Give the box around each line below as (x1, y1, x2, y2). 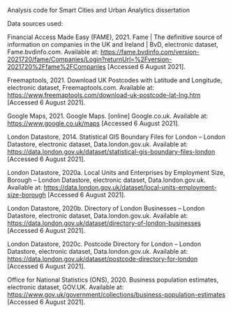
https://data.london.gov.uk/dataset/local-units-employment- (43, 183, 218, 191)
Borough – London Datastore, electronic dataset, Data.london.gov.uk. (7, 176, 206, 184)
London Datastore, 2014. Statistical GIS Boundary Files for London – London (7, 132, 225, 141)
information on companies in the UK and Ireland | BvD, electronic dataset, (7, 40, 218, 48)
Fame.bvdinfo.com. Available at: (7, 48, 99, 56)
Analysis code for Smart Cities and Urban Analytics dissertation (7, 6, 190, 14)
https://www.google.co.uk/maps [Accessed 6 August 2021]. (7, 119, 180, 128)
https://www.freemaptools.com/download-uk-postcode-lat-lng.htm (7, 91, 201, 99)
